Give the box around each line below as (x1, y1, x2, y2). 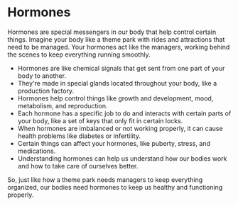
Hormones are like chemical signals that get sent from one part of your (17, 64, 225, 72)
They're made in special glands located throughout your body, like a (17, 79, 217, 87)
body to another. (17, 71, 66, 80)
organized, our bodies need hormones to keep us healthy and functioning (7, 183, 223, 191)
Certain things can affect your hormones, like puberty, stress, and (17, 139, 211, 147)
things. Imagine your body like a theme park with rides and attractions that (7, 35, 225, 43)
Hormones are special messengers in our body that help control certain (7, 28, 217, 36)
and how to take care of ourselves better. (17, 161, 139, 170)
